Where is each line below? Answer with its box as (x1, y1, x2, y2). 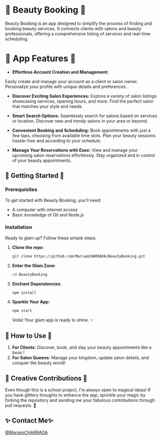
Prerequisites (5, 186, 37, 193)
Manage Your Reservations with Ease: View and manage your (12, 147, 138, 153)
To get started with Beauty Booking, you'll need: (5, 197, 102, 203)
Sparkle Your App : (12, 299, 50, 305)
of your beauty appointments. (12, 158, 72, 163)
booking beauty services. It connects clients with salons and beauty (5, 25, 142, 31)
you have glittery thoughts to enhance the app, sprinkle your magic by (5, 392, 146, 398)
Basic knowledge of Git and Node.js (12, 211, 84, 218)
